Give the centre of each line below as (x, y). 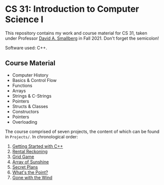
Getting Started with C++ (38, 146)
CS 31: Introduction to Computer (72, 9)
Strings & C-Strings (32, 96)
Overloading (25, 122)
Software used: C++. (26, 48)
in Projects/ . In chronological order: (41, 136)
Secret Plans (25, 167)
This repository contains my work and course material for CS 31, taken (76, 33)
